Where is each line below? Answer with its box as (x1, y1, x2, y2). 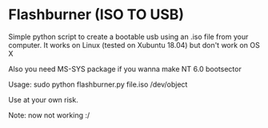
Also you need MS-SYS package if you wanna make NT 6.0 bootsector (8, 64, 242, 73)
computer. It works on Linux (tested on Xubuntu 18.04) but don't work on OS (8, 40, 260, 49)
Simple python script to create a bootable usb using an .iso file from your (8, 32, 249, 41)
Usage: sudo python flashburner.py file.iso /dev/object (8, 80, 188, 89)
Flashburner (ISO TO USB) (8, 6, 185, 24)
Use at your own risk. (8, 95, 78, 104)
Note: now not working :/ (8, 110, 90, 120)
